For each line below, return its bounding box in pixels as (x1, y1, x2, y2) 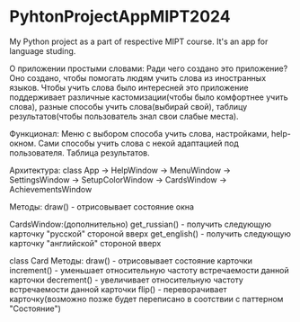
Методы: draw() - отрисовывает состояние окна (9, 201, 195, 212)
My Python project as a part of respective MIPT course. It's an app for (9, 36, 269, 47)
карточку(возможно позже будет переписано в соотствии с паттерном (9, 293, 284, 304)
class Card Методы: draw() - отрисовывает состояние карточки (9, 255, 253, 266)
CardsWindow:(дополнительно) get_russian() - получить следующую (9, 219, 272, 229)
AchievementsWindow (9, 183, 93, 194)
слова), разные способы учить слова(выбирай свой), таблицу (9, 101, 248, 112)
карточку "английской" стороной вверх (9, 237, 162, 248)
